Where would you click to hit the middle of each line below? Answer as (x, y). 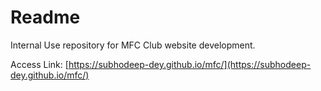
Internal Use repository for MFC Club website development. (133, 45)
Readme (45, 17)
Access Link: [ (39, 64)
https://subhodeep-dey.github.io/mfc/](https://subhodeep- (190, 64)
